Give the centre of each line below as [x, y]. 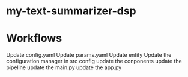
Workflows [34, 38]
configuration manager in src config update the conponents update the [94, 61]
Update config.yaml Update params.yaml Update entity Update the [89, 55]
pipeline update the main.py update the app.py [64, 67]
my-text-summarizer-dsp [71, 11]
